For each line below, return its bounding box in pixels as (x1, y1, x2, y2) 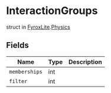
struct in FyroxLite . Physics (6, 23, 71, 30)
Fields (6, 40, 30, 50)
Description (68, 57, 102, 66)
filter (9, 78, 28, 84)
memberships (9, 68, 43, 75)
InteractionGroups (6, 4, 98, 18)
